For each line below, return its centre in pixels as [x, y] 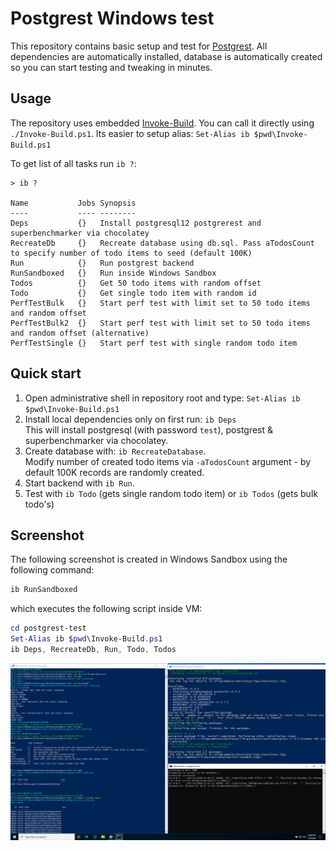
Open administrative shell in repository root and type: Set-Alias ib [162, 398]
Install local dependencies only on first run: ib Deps [130, 419]
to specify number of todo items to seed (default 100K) [131, 253]
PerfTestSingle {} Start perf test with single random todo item [154, 343]
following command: [52, 570]
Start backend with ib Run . [79, 483]
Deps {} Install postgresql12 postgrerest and [136, 223]
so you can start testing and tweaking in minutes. [111, 67]
